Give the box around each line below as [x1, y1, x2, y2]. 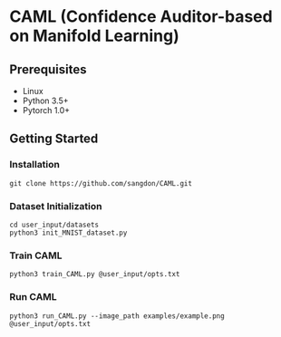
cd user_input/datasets [9, 220, 100, 229]
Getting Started [9, 131, 99, 147]
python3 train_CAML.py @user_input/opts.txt [9, 270, 180, 279]
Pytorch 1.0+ [22, 105, 71, 115]
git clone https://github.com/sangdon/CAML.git [9, 178, 193, 188]
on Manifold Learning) [9, 25, 179, 46]
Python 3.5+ [22, 95, 70, 106]
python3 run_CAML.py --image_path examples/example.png [9, 311, 225, 321]
